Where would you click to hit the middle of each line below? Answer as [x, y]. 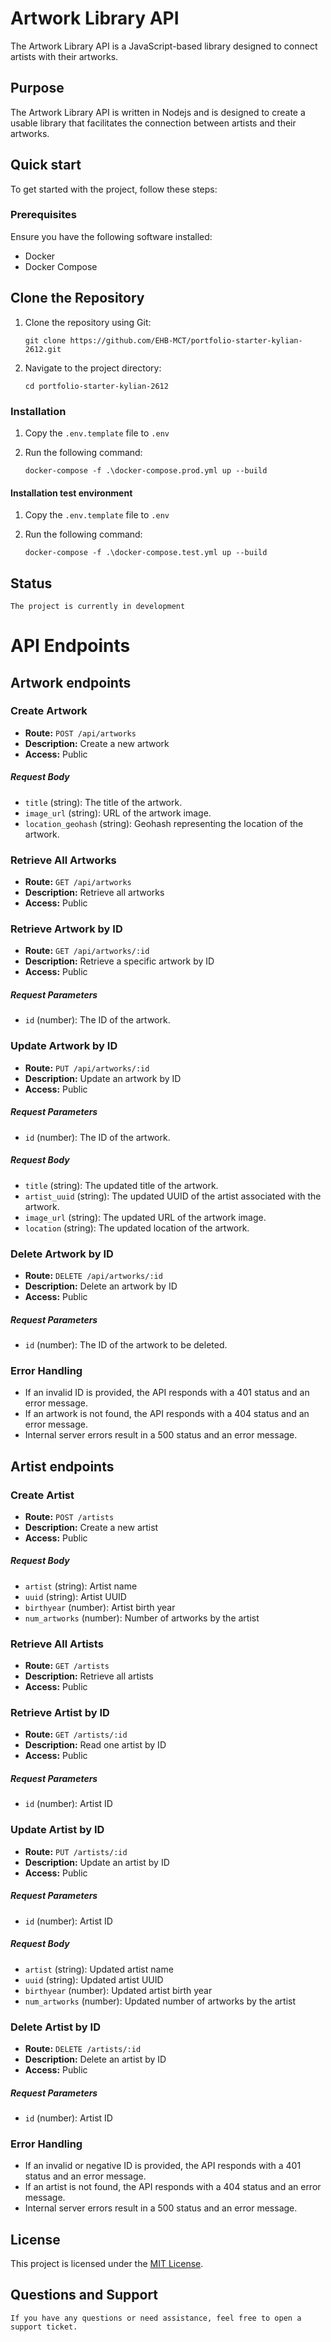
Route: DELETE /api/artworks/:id [93, 1275]
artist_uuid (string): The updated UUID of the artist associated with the [173, 1196]
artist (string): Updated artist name [99, 1969]
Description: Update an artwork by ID [103, 1078]
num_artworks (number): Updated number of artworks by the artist [160, 2001]
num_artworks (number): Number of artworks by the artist [142, 1618]
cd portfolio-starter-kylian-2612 [96, 386]
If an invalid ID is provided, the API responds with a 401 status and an [167, 1393]
